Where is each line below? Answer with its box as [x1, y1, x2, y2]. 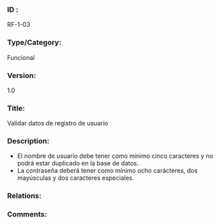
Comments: [7, 210, 47, 219]
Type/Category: [7, 38, 62, 48]
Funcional [7, 53, 35, 61]
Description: [7, 136, 49, 146]
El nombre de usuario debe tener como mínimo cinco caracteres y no [16, 152, 214, 160]
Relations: [7, 191, 42, 201]
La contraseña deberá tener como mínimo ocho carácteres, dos [16, 167, 198, 175]
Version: [7, 70, 36, 80]
